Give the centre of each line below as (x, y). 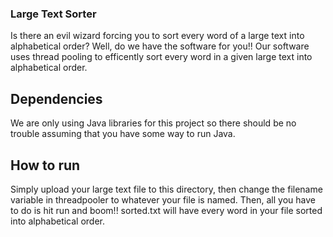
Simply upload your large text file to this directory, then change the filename (166, 189)
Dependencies (56, 98)
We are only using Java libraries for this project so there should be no (153, 123)
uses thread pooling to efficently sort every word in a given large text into (161, 57)
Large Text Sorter (53, 14)
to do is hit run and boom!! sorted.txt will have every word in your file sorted (166, 210)
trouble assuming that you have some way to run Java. (123, 134)
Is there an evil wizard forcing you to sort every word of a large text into (157, 36)
